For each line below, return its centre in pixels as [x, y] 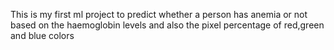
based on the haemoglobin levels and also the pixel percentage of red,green [167, 25]
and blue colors [42, 35]
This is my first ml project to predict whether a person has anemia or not [159, 14]
